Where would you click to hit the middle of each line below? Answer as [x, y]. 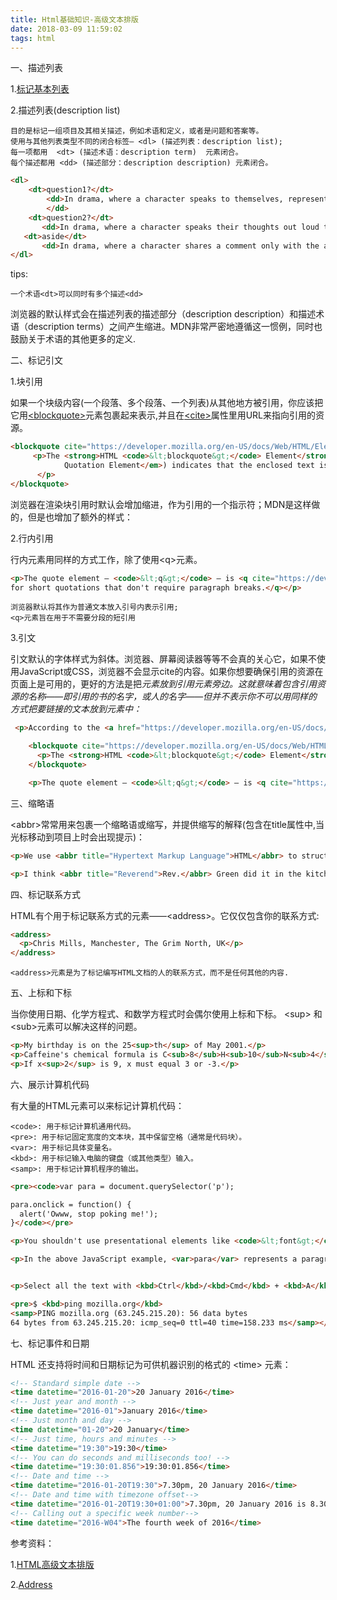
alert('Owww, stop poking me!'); [89, 1214]
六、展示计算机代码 [50, 1084]
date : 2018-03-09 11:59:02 [66, 29]
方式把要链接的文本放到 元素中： [76, 709]
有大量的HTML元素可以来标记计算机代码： [97, 1105]
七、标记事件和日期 [50, 1343]
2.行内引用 [32, 538]
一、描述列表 [36, 68]
